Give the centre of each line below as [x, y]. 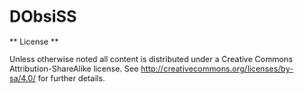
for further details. [71, 78]
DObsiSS [43, 17]
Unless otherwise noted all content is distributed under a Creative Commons [151, 59]
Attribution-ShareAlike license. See [74, 69]
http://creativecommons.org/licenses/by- [217, 69]
